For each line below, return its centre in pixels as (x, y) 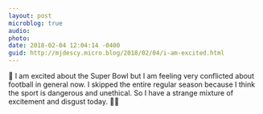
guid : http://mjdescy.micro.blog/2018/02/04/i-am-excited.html (117, 53)
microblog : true (35, 23)
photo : (19, 38)
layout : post (30, 16)
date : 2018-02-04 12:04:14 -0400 (64, 46)
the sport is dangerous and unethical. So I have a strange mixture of (121, 93)
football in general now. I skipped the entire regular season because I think (132, 84)
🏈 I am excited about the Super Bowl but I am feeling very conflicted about (131, 76)
